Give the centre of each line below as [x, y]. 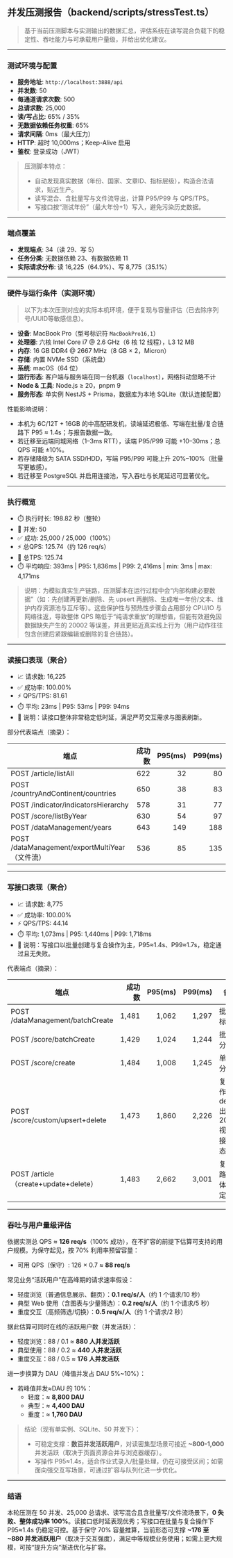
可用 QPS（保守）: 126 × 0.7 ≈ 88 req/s [74, 1265]
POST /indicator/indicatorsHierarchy [70, 805]
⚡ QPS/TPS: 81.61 [42, 696]
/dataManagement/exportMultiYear [68, 848]
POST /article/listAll [42, 773]
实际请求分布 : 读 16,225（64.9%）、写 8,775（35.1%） [94, 267]
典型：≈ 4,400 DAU [56, 1405]
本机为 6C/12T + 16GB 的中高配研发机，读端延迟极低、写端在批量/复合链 [120, 423]
